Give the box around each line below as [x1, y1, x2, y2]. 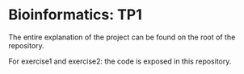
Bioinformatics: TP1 [8, 6, 143, 24]
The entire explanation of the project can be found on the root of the [8, 32, 236, 42]
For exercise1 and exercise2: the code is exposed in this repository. [8, 56, 232, 66]
